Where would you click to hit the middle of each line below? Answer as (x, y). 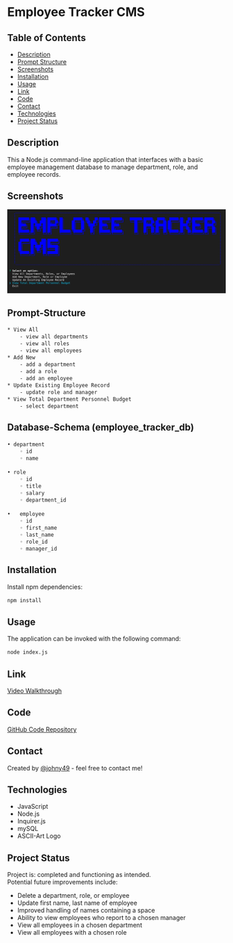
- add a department (48, 365)
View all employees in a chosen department (79, 925)
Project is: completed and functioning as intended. (79, 875)
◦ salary (32, 493)
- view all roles (45, 344)
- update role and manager (59, 393)
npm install (24, 600)
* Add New (21, 358)
